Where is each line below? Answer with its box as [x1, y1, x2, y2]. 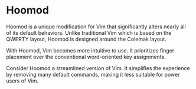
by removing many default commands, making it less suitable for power [6, 71, 180, 78]
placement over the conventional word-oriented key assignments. [6, 53, 166, 60]
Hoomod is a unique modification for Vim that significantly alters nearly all [6, 23, 186, 30]
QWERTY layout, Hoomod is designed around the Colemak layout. [6, 35, 166, 42]
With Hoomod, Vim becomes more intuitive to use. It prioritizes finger [6, 47, 175, 54]
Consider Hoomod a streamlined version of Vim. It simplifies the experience [6, 64, 190, 71]
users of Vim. [6, 77, 39, 84]
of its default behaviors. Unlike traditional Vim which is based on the [6, 29, 172, 36]
